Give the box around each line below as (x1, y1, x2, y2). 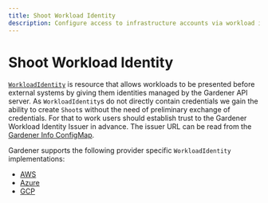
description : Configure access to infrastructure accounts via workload (8, 19, 255, 27)
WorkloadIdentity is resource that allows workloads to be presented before (8, 80, 255, 89)
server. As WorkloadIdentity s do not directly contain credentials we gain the (8, 96, 259, 106)
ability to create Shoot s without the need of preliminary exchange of (8, 105, 231, 115)
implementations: (8, 154, 65, 164)
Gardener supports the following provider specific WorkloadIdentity (8, 146, 231, 155)
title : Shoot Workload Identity (8, 11, 116, 20)
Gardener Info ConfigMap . (8, 131, 95, 140)
